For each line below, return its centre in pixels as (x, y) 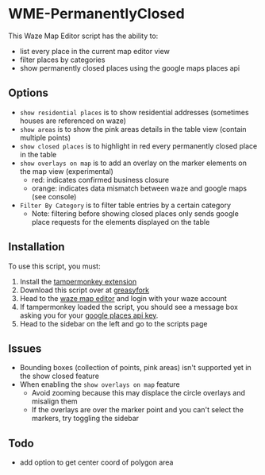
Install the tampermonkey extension (78, 281)
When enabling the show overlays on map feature (100, 384)
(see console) (54, 196)
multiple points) (45, 137)
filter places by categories (62, 60)
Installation (36, 247)
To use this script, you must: (54, 266)
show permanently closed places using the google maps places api (130, 68)
